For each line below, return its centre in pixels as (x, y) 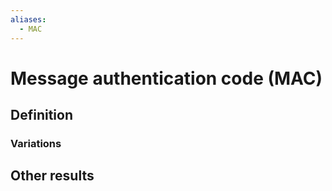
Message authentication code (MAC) (166, 78)
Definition (41, 115)
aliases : (28, 19)
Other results (52, 176)
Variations (36, 143)
